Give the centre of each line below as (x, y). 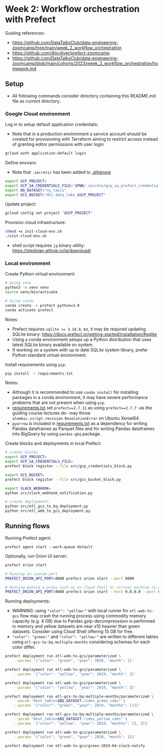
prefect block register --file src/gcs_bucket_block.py (63, 479)
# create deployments (27, 502)
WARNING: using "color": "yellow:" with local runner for (70, 611)
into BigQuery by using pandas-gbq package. (57, 434)
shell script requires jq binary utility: (49, 246)
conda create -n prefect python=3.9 (42, 305)
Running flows (28, 526)
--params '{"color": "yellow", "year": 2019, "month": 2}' (75, 674)
